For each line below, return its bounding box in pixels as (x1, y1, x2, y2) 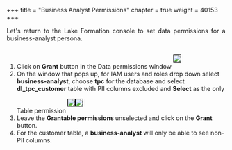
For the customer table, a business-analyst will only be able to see (16, 128, 209, 137)
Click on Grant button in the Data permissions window (16, 62, 172, 70)
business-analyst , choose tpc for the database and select (16, 77, 185, 85)
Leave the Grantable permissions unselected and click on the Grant (16, 114, 213, 122)
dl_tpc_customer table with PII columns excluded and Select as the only (16, 85, 225, 92)
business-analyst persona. (6, 34, 83, 42)
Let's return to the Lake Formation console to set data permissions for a (6, 27, 226, 35)
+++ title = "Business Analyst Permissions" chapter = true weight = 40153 (6, 6, 218, 14)
